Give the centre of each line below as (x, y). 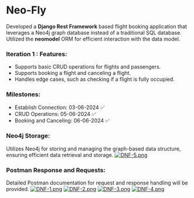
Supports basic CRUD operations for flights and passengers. (88, 67)
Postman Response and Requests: (56, 170)
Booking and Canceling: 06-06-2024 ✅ (62, 120)
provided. (18, 189)
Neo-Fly (26, 10)
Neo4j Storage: (28, 136)
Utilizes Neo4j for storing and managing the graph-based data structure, (93, 148)
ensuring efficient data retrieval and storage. (60, 155)
